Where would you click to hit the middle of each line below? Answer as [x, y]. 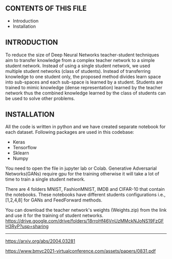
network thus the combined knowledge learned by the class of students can [86, 93]
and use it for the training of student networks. [54, 215]
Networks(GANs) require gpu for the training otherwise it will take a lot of [82, 174]
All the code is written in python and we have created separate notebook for [85, 127]
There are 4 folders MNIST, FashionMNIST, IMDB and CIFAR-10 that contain [85, 189]
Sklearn [21, 153]
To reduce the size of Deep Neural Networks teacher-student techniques [82, 55]
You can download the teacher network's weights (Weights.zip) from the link [86, 210]
